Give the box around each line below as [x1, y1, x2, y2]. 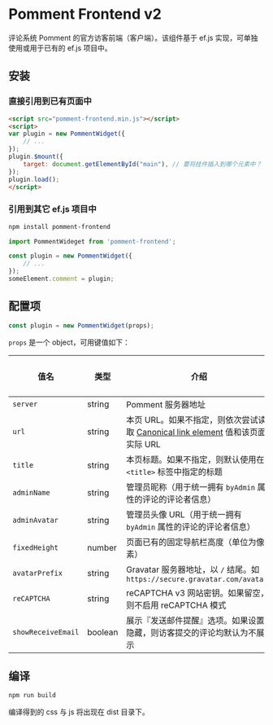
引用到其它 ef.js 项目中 [8, 204, 97, 215]
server [12, 399, 38, 408]
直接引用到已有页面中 [8, 95, 92, 107]
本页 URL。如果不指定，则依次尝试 [125, 414, 258, 425]
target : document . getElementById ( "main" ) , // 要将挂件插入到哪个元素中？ [23, 160, 262, 168]
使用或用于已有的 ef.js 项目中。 [8, 42, 112, 53]
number [86, 542, 118, 553]
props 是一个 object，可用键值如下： [8, 337, 130, 347]
